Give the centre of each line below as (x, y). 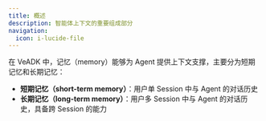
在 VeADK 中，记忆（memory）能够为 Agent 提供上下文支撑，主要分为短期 (132, 62)
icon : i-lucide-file (50, 38)
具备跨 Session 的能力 (70, 109)
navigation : (28, 30)
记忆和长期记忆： (37, 72)
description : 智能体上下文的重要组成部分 (71, 23)
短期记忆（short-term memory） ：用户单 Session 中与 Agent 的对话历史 (139, 89)
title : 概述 (27, 16)
